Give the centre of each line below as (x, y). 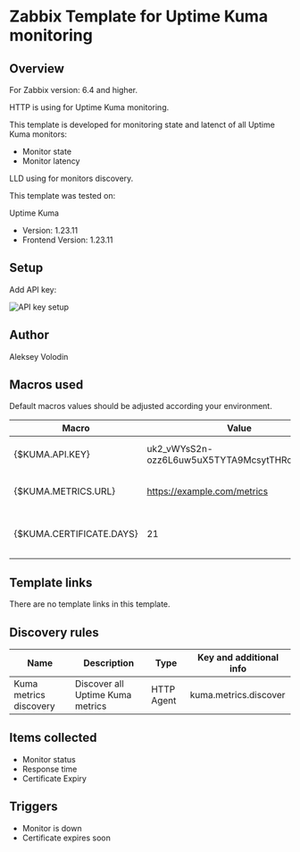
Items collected (53, 738)
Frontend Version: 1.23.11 (67, 240)
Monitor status (49, 759)
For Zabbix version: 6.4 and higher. (74, 90)
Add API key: (33, 289)
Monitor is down (52, 828)
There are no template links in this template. (90, 604)
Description (109, 663)
